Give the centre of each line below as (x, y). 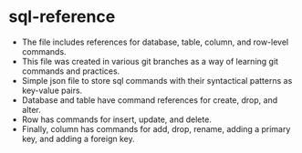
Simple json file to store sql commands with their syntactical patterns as (157, 80)
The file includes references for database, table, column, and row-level (155, 42)
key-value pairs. (52, 90)
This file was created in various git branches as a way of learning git (150, 61)
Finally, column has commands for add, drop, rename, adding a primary (156, 128)
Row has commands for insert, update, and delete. (116, 119)
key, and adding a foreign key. (78, 138)
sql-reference (62, 17)
